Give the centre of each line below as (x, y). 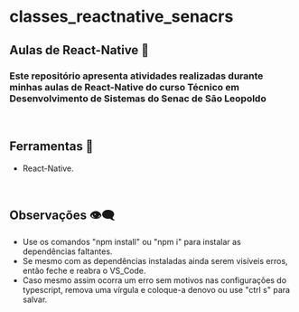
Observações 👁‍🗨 (62, 216)
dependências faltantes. (67, 251)
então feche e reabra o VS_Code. (84, 270)
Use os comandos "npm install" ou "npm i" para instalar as (131, 241)
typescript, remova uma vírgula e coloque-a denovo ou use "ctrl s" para (156, 289)
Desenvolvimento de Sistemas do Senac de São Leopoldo (138, 99)
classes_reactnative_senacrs (121, 17)
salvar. (35, 299)
